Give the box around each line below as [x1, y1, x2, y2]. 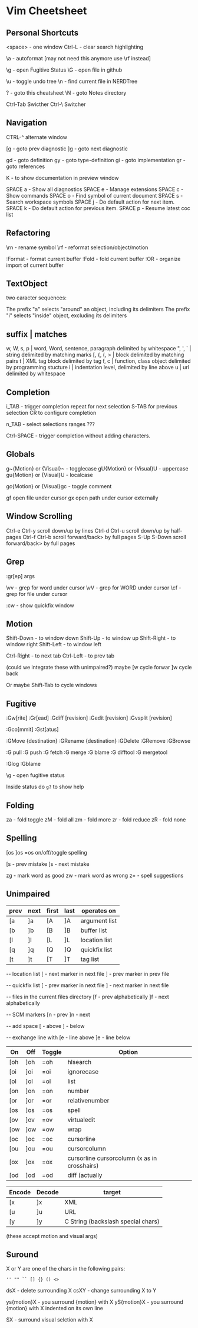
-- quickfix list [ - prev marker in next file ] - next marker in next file [6, 981, 169, 989]
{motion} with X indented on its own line [6, 1305, 103, 1312]
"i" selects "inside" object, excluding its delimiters [6, 312, 127, 319]
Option [118, 1047, 138, 1056]
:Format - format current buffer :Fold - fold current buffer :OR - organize [6, 255, 181, 262]
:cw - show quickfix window [6, 602, 75, 609]
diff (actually [67, 1171, 103, 1179]
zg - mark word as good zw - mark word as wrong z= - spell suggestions [6, 872, 184, 879]
